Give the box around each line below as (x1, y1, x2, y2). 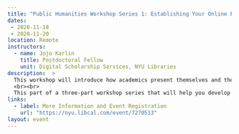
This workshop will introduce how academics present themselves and (14, 76, 221, 84)
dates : (7, 17, 27, 24)
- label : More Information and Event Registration (14, 103, 167, 110)
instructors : (7, 43, 46, 50)
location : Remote (7, 37, 59, 44)
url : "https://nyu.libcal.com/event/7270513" (20, 109, 158, 116)
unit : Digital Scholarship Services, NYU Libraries (20, 63, 176, 70)
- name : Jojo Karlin (14, 50, 75, 57)
